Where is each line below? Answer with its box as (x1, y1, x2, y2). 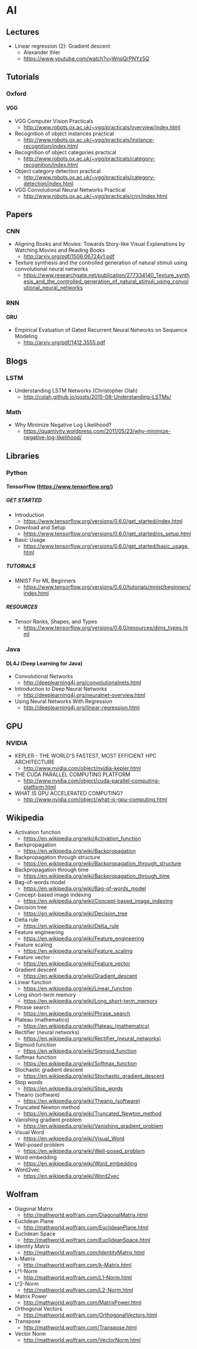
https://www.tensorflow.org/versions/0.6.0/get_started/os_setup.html (23, 530, 191, 537)
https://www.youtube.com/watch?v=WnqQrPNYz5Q (23, 55, 150, 62)
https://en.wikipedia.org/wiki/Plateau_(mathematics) (23, 1022, 150, 1030)
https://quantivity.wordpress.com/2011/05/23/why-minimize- (23, 428, 171, 435)
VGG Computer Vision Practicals (14, 117, 94, 124)
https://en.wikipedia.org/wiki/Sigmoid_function (23, 1047, 137, 1054)
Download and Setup (14, 524, 66, 531)
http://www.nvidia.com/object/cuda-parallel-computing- (23, 777, 161, 784)
